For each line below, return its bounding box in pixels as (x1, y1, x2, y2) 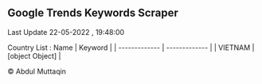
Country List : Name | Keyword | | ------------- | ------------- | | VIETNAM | (7, 43, 255, 52)
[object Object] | (7, 51, 61, 60)
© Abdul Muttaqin (7, 67, 67, 76)
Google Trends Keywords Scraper (7, 6, 178, 20)
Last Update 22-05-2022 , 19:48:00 (7, 27, 125, 36)
